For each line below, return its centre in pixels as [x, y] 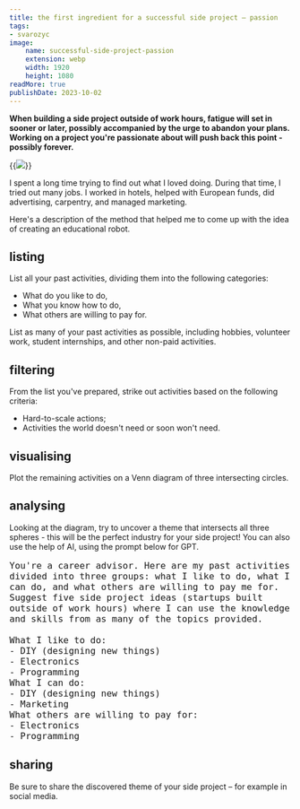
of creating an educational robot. [70, 229]
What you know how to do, [72, 305]
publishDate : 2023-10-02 [56, 92]
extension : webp [56, 59]
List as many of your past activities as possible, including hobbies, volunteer [150, 332]
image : [21, 43]
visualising [40, 456]
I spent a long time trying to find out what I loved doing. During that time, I [145, 183]
